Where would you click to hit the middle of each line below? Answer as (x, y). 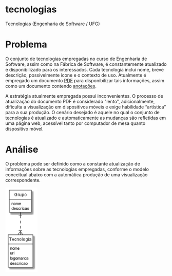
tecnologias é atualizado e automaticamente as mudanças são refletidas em (86, 118)
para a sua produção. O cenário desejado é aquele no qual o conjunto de (83, 112)
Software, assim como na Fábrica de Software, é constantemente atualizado (86, 64)
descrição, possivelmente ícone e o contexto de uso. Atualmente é (76, 75)
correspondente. (23, 180)
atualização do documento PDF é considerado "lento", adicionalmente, (80, 101)
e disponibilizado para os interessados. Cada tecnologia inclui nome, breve (85, 69)
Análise (22, 150)
